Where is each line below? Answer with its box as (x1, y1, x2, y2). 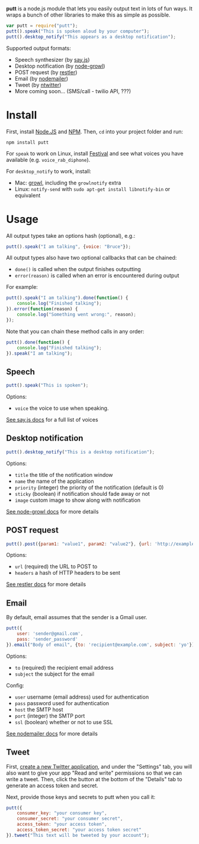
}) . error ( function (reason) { (6, 306, 78, 312)
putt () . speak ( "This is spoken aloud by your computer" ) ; (6, 28, 150, 34)
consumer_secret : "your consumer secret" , (17, 816, 123, 822)
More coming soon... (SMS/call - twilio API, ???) (14, 87, 131, 94)
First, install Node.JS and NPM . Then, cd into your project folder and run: (6, 128, 184, 135)
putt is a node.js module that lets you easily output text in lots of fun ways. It (6, 5, 192, 12)
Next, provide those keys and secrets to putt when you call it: (6, 793, 156, 800)
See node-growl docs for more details (6, 508, 99, 515)
